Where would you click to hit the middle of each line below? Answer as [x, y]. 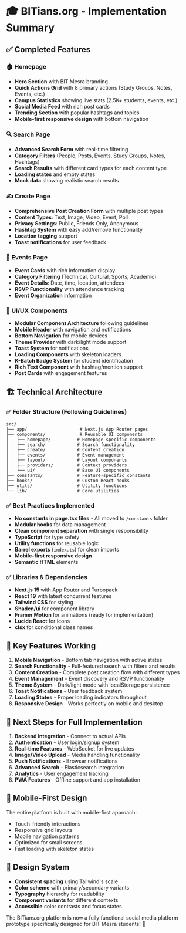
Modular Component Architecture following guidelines [82, 323]
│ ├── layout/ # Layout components [67, 460]
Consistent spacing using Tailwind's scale [66, 881]
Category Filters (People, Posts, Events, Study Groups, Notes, [90, 155]
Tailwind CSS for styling [44, 603]
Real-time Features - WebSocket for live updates [74, 748]
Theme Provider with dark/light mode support [70, 342]
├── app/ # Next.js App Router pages [77, 429]
